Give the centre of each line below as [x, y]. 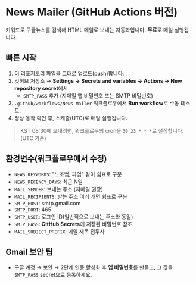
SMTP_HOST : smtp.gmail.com [47, 203]
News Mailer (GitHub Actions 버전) [92, 12]
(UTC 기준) [33, 138]
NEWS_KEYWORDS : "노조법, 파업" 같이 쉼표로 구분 [68, 174]
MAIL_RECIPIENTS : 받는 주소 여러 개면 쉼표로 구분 [71, 196]
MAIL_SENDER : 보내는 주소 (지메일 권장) [59, 189]
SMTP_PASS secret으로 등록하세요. [53, 275]
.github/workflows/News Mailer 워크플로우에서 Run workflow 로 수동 [97, 103]
